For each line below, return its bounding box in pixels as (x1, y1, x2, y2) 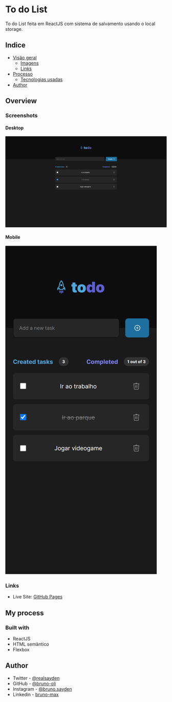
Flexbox (12, 646, 30, 652)
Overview (5, 96, 37, 106)
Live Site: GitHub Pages (12, 594, 63, 600)
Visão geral (12, 54, 37, 61)
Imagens (20, 60, 39, 66)
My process (5, 609, 44, 617)
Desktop (5, 125, 24, 131)
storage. (5, 26, 23, 32)
